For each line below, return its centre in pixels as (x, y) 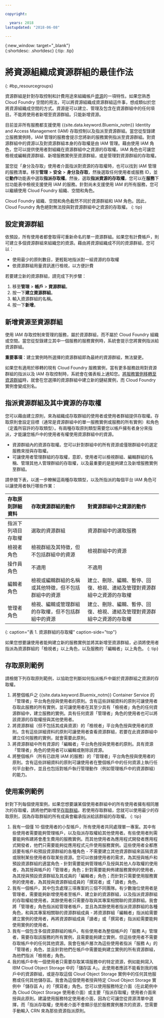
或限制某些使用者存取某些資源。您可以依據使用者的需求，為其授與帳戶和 (85, 858)
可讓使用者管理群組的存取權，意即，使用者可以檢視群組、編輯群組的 (81, 457)
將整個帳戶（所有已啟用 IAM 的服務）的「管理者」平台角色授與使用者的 (83, 756)
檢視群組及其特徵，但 (56, 547)
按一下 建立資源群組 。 (33, 293)
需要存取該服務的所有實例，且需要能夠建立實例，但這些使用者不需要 (89, 937)
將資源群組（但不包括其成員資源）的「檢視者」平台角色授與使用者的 (81, 725)
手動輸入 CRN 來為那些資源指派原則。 (50, 1011)
